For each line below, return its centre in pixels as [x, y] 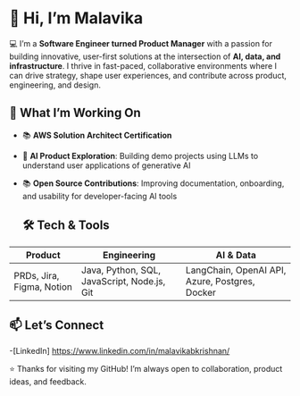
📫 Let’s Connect [57, 325]
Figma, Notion [43, 287]
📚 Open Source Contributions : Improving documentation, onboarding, [153, 183]
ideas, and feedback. [48, 382]
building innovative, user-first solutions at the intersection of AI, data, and [145, 56]
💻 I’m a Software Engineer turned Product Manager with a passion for [141, 43]
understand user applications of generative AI [106, 165]
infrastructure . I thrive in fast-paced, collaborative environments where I [143, 65]
